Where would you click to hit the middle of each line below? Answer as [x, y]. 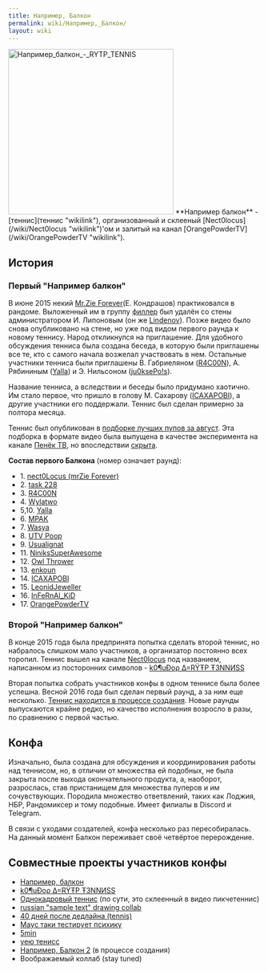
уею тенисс [40, 941]
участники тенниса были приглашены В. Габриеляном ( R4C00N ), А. [124, 363]
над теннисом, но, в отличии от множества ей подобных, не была [121, 770]
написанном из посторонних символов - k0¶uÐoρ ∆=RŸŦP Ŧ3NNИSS [127, 668]
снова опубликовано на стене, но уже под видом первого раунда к [124, 329]
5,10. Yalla [36, 510]
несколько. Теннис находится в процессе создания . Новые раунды [124, 701]
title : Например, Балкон [50, 16]
